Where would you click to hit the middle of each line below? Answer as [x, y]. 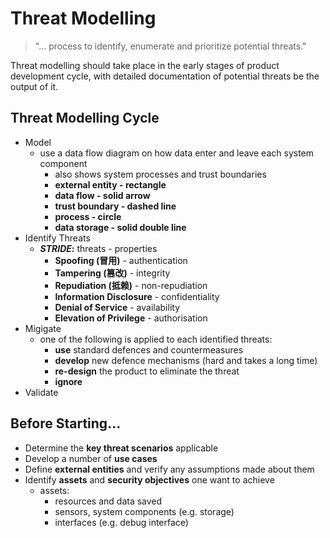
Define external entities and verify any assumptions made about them [169, 469]
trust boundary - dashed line [115, 206]
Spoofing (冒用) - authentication [121, 260]
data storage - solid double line [120, 227]
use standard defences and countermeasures [149, 349]
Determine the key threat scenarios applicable [121, 448]
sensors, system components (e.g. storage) [144, 511]
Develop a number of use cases [91, 458]
